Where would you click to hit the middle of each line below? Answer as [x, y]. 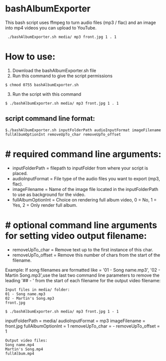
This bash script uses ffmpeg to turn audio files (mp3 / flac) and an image [81, 22]
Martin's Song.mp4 [24, 349]
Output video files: [27, 340]
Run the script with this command [47, 94]
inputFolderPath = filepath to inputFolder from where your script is [80, 168]
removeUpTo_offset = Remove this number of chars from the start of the [86, 255]
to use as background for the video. [49, 194]
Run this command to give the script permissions [62, 76]
